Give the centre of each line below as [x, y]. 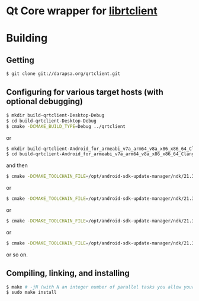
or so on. [17, 255]
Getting [20, 60]
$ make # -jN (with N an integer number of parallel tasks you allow [94, 287]
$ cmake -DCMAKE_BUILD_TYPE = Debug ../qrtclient [66, 126]
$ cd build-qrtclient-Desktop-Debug [51, 121]
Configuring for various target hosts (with [85, 93]
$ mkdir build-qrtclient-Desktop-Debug [55, 115]
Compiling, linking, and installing [68, 273]
